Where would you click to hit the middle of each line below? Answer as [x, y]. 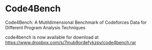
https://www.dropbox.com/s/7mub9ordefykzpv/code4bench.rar [71, 42]
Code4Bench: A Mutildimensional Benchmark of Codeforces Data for [76, 22]
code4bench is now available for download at [52, 37]
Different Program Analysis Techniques [45, 27]
